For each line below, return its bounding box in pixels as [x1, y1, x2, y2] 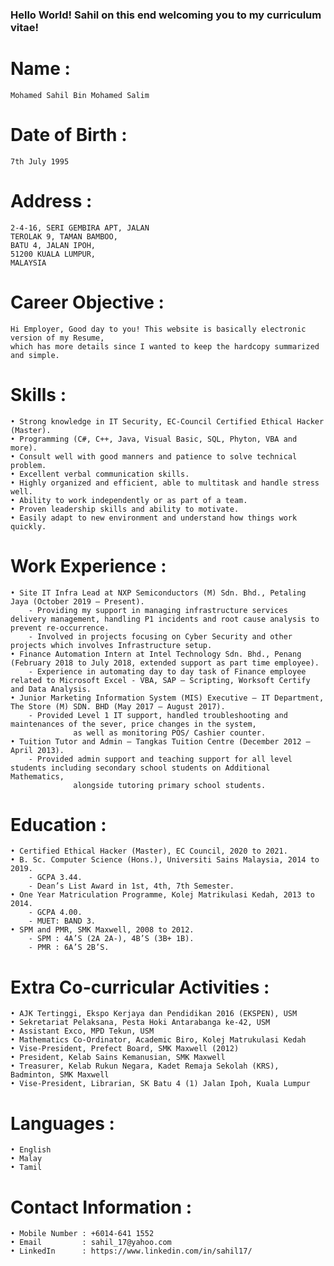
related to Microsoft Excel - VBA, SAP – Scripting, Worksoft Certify [10, 675, 311, 685]
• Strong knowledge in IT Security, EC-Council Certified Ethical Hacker [10, 416, 325, 427]
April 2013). [10, 745, 65, 755]
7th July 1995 [10, 156, 70, 167]
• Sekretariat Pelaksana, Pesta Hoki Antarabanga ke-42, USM [10, 1018, 271, 1028]
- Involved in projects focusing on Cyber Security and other [28, 631, 293, 642]
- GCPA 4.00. [28, 908, 83, 918]
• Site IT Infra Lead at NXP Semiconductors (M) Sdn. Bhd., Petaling [10, 588, 307, 598]
